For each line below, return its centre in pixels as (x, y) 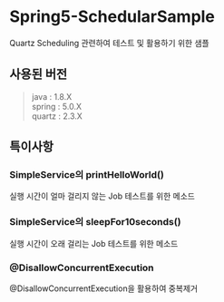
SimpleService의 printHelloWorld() (87, 175)
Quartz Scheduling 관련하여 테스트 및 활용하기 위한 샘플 (110, 43)
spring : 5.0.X (56, 106)
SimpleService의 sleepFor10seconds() (95, 222)
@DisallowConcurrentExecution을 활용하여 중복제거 (103, 288)
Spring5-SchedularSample (112, 17)
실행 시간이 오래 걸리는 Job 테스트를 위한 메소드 (94, 243)
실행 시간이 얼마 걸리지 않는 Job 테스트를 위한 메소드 (102, 196)
